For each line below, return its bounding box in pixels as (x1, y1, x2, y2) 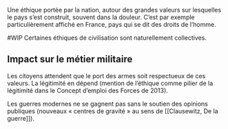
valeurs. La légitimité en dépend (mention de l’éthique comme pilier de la (7, 79, 214, 87)
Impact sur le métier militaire (7, 54, 133, 65)
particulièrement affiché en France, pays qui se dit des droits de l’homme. (7, 21, 216, 28)
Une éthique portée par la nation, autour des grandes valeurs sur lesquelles (7, 6, 222, 14)
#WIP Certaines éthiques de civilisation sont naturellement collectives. (7, 34, 207, 42)
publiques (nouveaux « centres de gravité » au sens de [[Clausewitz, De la (7, 106, 218, 115)
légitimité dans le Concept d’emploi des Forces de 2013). (7, 86, 169, 95)
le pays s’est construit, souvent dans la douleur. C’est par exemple (7, 13, 195, 21)
